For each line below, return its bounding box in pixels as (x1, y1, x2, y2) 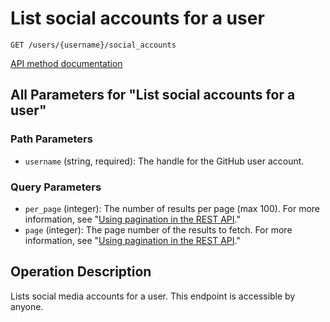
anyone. (10, 300, 44, 312)
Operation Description (10, 263, 152, 281)
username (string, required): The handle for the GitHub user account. (24, 155, 305, 167)
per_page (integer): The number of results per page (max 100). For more (24, 202, 321, 214)
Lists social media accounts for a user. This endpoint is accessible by (10, 290, 296, 302)
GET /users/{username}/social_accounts (10, 40, 177, 50)
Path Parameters (10, 132, 93, 146)
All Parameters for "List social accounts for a (10, 87, 296, 104)
